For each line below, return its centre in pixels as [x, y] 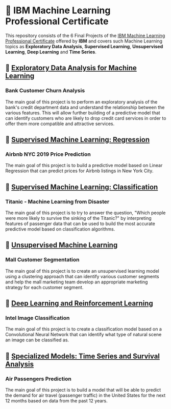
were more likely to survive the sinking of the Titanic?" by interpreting [78, 218]
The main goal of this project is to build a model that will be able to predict [83, 390]
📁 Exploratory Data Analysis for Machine [71, 68]
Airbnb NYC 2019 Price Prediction [48, 154]
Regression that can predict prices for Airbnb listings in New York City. [79, 171]
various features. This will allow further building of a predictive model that [83, 113]
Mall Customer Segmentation [42, 260]
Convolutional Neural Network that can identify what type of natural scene [83, 335]
